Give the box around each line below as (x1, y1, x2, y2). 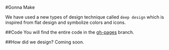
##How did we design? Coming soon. (5, 39, 84, 45)
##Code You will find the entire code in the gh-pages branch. (5, 29, 134, 35)
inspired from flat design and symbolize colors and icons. (5, 20, 126, 25)
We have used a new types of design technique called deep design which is (5, 14, 164, 20)
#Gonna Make (5, 5, 35, 10)
